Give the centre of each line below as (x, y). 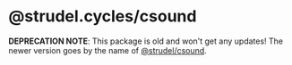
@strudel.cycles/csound (103, 16)
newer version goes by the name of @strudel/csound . (107, 50)
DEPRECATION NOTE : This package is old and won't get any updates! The (146, 41)
